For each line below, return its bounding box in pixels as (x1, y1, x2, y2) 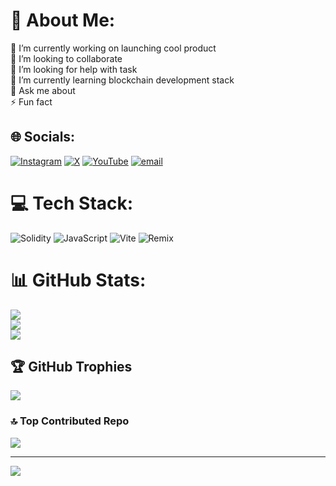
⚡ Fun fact (10, 95, 53, 108)
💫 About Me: (10, 9, 116, 32)
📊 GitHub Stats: (10, 269, 147, 291)
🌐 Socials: (10, 129, 76, 146)
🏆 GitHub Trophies (10, 359, 133, 376)
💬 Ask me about (10, 84, 76, 96)
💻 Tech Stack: (10, 192, 134, 214)
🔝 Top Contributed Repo (10, 414, 130, 428)
